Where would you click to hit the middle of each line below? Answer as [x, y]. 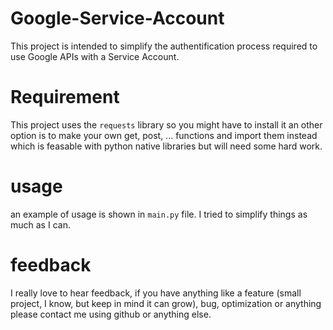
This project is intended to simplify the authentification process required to [164, 46]
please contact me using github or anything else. [111, 314]
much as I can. [40, 224]
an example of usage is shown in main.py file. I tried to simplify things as [159, 214]
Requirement [65, 97]
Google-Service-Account [117, 18]
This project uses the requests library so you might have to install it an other [166, 124]
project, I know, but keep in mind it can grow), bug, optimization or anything [166, 303]
